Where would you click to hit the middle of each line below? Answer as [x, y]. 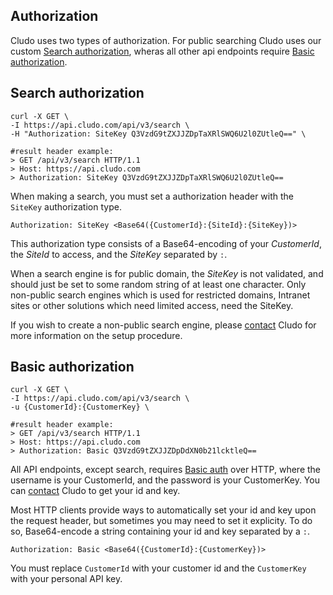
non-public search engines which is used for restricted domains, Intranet [160, 295]
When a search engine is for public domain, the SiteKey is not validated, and [167, 273]
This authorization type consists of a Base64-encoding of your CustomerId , [166, 243]
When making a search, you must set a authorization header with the [152, 196]
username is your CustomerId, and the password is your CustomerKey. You [165, 480]
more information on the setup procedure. [96, 335]
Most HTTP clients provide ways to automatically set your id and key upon [163, 510]
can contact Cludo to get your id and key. [95, 491]
